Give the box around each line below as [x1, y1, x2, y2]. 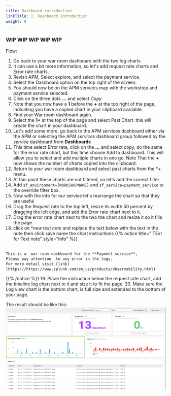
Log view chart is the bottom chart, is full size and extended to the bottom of [6, 286, 166, 292]
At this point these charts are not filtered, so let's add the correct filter [13, 176, 159, 182]
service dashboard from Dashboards [13, 139, 91, 145]
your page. [6, 291, 28, 298]
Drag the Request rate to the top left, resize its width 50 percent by [13, 203, 153, 209]
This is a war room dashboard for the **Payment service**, [6, 251, 138, 256]
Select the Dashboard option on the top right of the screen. [13, 79, 137, 85]
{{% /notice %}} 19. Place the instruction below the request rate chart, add [6, 275, 161, 281]
